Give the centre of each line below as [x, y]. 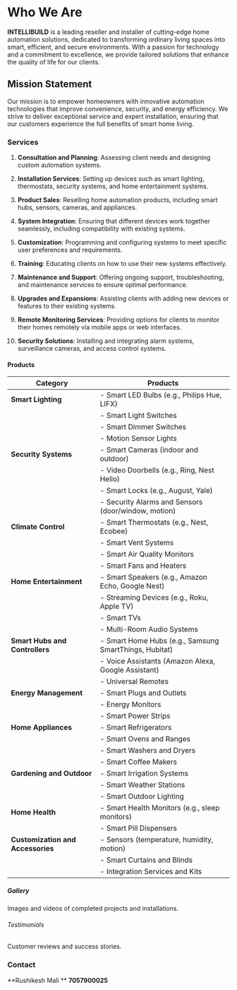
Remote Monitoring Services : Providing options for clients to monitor [119, 320]
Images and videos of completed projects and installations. [93, 909]
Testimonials [26, 924]
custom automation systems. [60, 165]
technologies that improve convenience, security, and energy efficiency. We [118, 109]
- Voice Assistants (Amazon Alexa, [158, 661]
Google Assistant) [129, 670]
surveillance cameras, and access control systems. [92, 349]
